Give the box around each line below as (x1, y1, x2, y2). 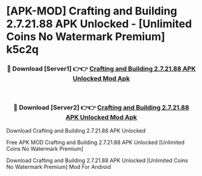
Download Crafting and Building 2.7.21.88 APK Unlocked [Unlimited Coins (6, 157, 188, 164)
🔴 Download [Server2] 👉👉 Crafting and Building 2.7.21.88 (13, 104, 189, 112)
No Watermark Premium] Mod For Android (6, 163, 112, 170)
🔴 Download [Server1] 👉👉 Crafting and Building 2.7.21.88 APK (7, 64, 196, 73)
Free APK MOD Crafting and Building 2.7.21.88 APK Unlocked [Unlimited (6, 139, 185, 146)
